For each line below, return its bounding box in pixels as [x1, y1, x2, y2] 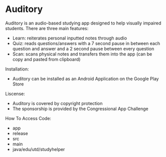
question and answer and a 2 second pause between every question [12, 45, 154, 51]
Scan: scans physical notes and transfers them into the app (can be [12, 51, 152, 57]
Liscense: [5, 90, 25, 96]
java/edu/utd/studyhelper [12, 146, 65, 152]
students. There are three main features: [5, 25, 89, 31]
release [12, 130, 29, 136]
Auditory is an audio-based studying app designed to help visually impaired [5, 20, 161, 26]
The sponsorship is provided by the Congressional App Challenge [12, 105, 149, 111]
